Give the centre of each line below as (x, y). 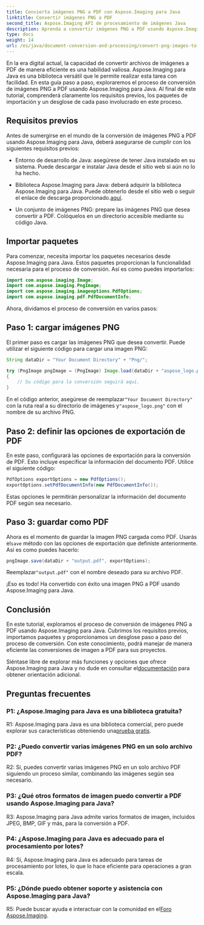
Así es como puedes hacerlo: (43, 549)
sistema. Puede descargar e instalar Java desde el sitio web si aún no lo (105, 166)
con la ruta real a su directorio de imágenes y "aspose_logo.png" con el (94, 406)
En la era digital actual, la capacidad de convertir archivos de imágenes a (98, 63)
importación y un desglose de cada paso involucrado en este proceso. (94, 101)
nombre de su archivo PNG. (41, 412)
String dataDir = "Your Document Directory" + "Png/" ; (77, 360)
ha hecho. (28, 173)
